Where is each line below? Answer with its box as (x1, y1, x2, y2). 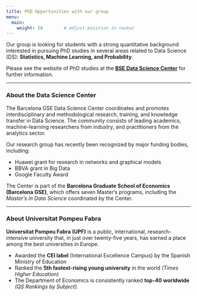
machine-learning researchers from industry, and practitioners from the (6, 123, 179, 130)
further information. (6, 71, 54, 78)
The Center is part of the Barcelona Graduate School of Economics (6, 182, 171, 189)
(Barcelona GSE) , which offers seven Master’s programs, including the (6, 188, 177, 195)
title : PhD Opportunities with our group (6, 8, 109, 15)
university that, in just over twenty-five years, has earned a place (29, 234, 186, 241)
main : (11, 19, 25, 25)
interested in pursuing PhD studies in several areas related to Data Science (6, 47, 186, 55)
